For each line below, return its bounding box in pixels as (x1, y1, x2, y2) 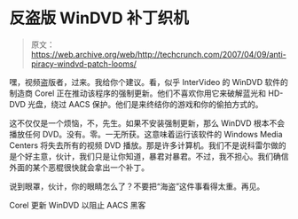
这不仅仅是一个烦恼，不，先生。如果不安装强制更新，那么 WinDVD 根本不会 (9, 117, 286, 129)
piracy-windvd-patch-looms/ (30, 59, 137, 69)
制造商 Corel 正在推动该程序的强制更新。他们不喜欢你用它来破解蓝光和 (9, 88, 267, 98)
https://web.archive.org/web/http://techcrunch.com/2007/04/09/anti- (30, 49, 286, 59)
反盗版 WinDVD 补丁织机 (9, 8, 189, 28)
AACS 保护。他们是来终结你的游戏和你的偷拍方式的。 (68, 98, 263, 109)
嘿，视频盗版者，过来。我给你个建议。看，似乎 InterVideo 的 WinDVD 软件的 (9, 76, 288, 87)
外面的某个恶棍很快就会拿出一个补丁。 (9, 161, 149, 173)
